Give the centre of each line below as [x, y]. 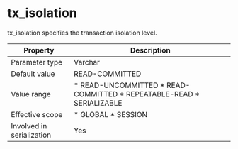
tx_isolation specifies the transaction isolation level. [82, 33]
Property [39, 50]
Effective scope [37, 114]
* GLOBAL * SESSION [111, 114]
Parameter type [36, 62]
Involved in [29, 126]
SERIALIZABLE [98, 103]
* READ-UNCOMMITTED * [119, 85]
